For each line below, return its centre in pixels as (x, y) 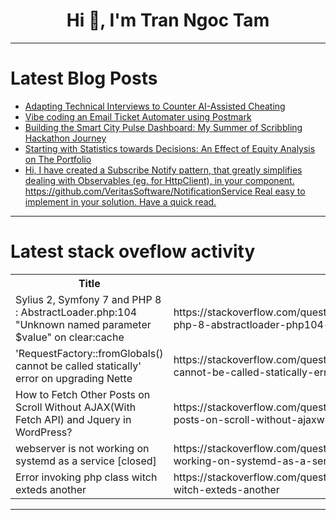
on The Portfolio (58, 159)
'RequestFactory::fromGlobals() (89, 353)
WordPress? (44, 432)
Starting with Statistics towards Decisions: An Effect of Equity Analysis (170, 148)
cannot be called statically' (78, 366)
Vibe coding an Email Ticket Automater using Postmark (138, 116)
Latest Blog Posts (84, 78)
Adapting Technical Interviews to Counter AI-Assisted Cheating (155, 106)
